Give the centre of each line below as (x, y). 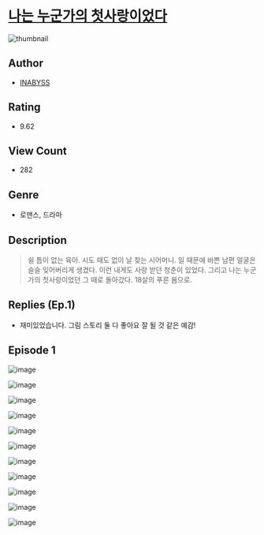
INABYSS (35, 82)
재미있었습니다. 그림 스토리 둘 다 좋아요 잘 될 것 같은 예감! (108, 325)
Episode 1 (32, 351)
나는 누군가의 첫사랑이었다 (88, 16)
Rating (24, 107)
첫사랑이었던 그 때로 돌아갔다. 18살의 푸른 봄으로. (117, 280)
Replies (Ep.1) (42, 305)
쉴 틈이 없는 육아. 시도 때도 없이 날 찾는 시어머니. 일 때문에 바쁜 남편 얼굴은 (141, 260)
